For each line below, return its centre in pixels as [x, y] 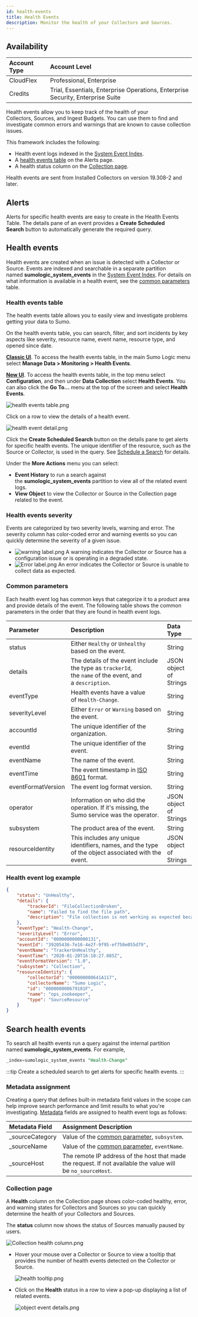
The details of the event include [114, 660]
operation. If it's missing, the [110, 807]
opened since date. [29, 345]
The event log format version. [111, 787]
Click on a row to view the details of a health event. [68, 416]
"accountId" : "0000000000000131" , [59, 939]
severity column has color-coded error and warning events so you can [92, 534]
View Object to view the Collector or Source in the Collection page [95, 494]
